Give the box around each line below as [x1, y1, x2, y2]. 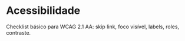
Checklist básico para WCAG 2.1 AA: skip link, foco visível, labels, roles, [6, 23, 180, 30]
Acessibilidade [6, 4, 81, 17]
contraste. [6, 29, 31, 36]
